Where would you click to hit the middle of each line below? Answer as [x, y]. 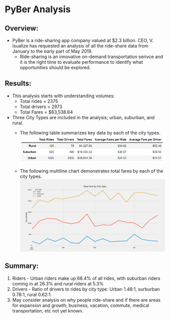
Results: [18, 83]
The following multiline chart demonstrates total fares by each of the [91, 171]
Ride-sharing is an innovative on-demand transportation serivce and [91, 57]
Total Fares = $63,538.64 [46, 112]
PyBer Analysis [38, 9]
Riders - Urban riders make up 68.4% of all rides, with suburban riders [86, 278]
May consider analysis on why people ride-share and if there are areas [86, 300]
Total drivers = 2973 [41, 107]
